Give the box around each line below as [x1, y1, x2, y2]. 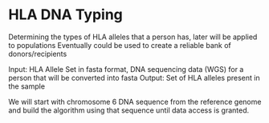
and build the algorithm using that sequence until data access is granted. [8, 105, 250, 115]
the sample [8, 81, 46, 91]
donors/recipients [8, 49, 67, 58]
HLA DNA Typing [8, 6, 123, 24]
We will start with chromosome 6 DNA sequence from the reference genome [8, 97, 262, 106]
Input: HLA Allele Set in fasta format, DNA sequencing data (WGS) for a [8, 64, 244, 73]
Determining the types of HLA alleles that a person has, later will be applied [8, 32, 258, 42]
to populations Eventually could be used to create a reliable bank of [8, 40, 231, 50]
